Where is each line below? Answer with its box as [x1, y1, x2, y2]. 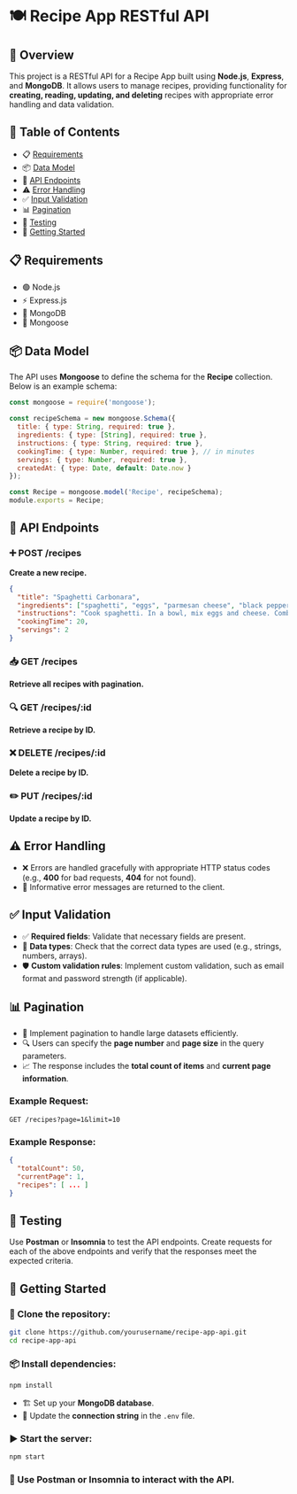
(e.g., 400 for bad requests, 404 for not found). [21, 872, 197, 883]
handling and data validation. [9, 99, 115, 110]
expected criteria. [9, 1256, 73, 1266]
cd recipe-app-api [9, 1335, 77, 1345]
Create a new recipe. [9, 567, 88, 577]
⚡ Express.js [21, 295, 68, 306]
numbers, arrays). [21, 950, 88, 961]
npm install [9, 1382, 53, 1390]
